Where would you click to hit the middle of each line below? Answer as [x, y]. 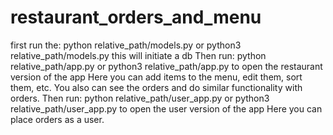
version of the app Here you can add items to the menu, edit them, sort [156, 77]
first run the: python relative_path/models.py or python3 [126, 45]
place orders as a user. [57, 119]
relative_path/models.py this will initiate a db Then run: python [138, 55]
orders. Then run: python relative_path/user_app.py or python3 [140, 98]
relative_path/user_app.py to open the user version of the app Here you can [166, 108]
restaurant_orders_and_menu [136, 17]
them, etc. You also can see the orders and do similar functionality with [156, 87]
